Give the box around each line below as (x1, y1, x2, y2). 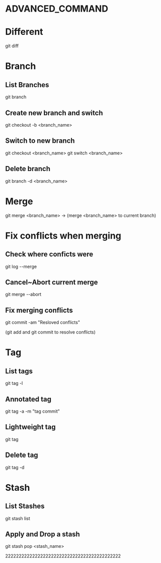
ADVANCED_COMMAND (5, 3, 108, 15)
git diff (5, 43, 19, 49)
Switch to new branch (5, 137, 75, 145)
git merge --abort (5, 291, 42, 298)
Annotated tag (5, 395, 52, 404)
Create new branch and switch (5, 108, 103, 117)
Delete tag (5, 451, 39, 460)
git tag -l (5, 380, 23, 386)
